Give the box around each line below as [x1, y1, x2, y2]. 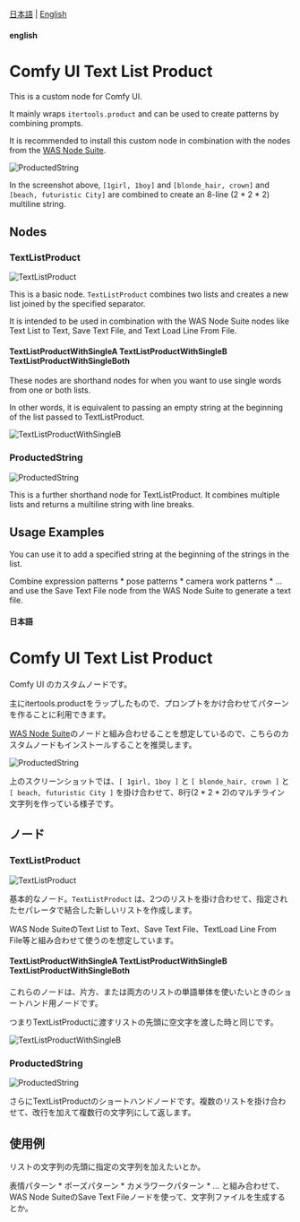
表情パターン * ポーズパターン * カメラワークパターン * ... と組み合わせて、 [9, 1181, 285, 1192]
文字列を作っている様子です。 [9, 798, 118, 810]
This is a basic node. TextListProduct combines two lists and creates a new [9, 289, 289, 299]
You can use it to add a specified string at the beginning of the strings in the [9, 549, 289, 559]
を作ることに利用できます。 [9, 709, 111, 720]
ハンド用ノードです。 [24, 997, 103, 1008]
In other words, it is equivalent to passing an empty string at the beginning [9, 403, 284, 413]
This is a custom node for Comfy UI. [9, 91, 143, 101]
